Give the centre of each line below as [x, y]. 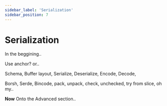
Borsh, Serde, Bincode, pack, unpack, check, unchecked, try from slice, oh [83, 84]
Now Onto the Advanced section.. [40, 99]
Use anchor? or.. [22, 64]
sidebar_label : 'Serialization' [39, 10]
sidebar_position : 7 [27, 15]
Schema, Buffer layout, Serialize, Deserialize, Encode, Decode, [70, 74]
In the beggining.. [23, 54]
